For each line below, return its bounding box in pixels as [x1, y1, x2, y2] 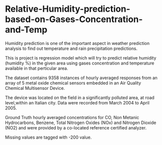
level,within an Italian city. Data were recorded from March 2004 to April [5, 100, 150, 105]
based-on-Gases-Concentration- [5, 14, 143, 25]
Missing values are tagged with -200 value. [5, 134, 92, 140]
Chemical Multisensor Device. [5, 85, 65, 91]
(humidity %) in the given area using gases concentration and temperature [5, 60, 155, 66]
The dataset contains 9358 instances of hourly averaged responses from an [5, 75, 158, 81]
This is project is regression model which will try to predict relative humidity [5, 55, 157, 61]
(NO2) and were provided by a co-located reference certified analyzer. [5, 124, 147, 130]
